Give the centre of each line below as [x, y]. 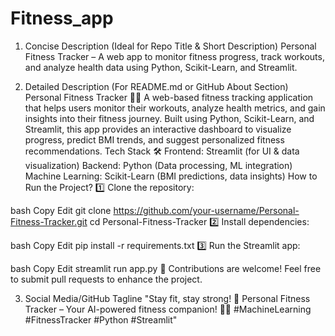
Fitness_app [62, 18]
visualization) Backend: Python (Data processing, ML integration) [158, 165]
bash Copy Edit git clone [61, 210]
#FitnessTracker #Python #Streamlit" [101, 319]
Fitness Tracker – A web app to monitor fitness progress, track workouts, [174, 56]
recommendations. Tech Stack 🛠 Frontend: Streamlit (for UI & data [162, 151]
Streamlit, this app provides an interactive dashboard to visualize [158, 129]
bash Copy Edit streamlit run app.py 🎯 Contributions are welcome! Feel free [166, 268]
